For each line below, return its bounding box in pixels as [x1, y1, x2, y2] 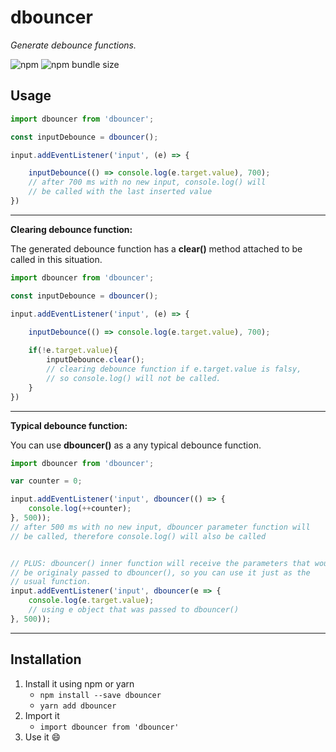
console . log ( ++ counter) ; [28, 504, 132, 514]
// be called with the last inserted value [28, 187, 213, 197]
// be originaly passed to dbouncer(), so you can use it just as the [10, 567, 311, 578]
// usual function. [10, 577, 92, 587]
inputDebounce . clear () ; [46, 355, 145, 365]
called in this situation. [10, 253, 103, 265]
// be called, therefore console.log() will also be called [10, 531, 267, 541]
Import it [24, 709, 60, 721]
